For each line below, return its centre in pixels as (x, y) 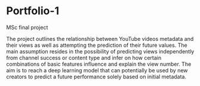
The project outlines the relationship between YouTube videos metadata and (100, 39)
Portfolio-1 (33, 11)
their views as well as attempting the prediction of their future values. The (97, 45)
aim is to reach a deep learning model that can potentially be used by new (97, 70)
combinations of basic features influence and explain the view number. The (99, 64)
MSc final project (27, 27)
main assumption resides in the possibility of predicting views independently (100, 51)
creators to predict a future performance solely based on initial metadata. (96, 77)
